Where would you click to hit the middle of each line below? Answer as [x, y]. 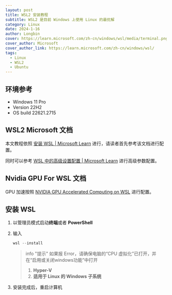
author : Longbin [23, 34]
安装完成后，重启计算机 [37, 287]
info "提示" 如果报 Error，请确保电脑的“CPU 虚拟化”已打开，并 [91, 254]
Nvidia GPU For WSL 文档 [46, 178]
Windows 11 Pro [29, 102]
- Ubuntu [19, 67]
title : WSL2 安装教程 [27, 15]
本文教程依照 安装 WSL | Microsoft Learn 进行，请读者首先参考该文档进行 [82, 143]
